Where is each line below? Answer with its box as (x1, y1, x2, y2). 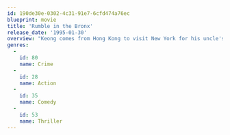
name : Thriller (19, 117, 63, 125)
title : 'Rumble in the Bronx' (7, 22, 94, 29)
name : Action (19, 80, 57, 87)
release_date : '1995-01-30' (7, 29, 88, 36)
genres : (7, 42, 29, 48)
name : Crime (19, 61, 53, 67)
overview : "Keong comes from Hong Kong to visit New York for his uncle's (7, 35, 225, 42)
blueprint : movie (7, 16, 57, 23)
